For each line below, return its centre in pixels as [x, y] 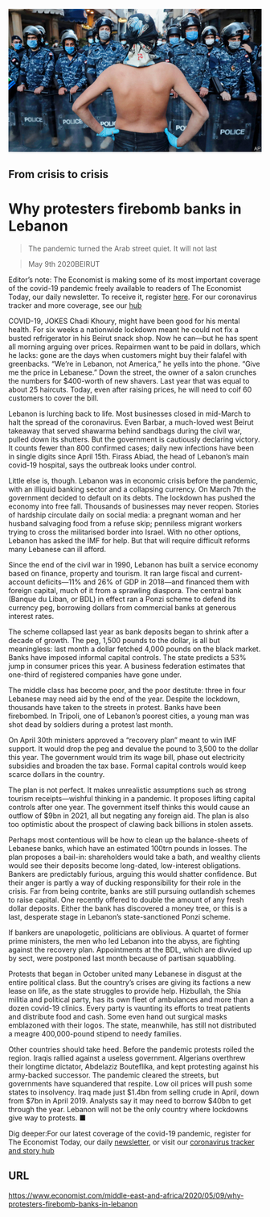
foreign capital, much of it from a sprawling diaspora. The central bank [125, 590]
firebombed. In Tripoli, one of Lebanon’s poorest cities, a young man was [129, 716]
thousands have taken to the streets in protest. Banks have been [115, 707]
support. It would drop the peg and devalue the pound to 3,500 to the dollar [133, 748]
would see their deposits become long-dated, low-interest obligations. [125, 865]
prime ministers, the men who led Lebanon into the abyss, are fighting [124, 941]
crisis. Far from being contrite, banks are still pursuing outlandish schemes [132, 891]
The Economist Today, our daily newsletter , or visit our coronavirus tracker [131, 1142]
